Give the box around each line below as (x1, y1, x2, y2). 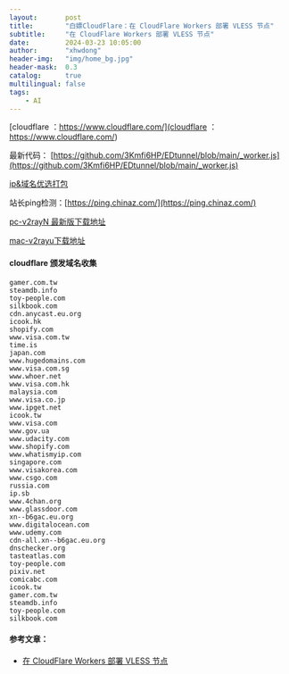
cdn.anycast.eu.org (9, 309, 82, 318)
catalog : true (9, 71, 82, 80)
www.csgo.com (9, 473, 58, 482)
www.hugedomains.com (9, 356, 87, 365)
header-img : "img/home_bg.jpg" (9, 54, 134, 63)
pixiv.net (9, 567, 46, 576)
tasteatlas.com (9, 551, 66, 561)
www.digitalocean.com (9, 520, 90, 529)
